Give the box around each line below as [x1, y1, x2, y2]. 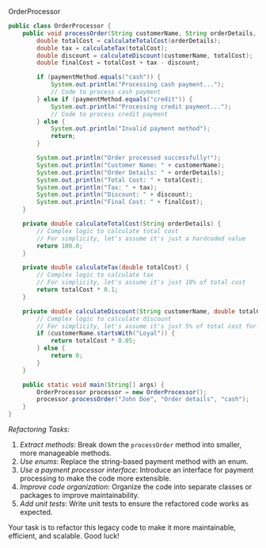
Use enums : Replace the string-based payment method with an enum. [19, 457, 249, 466]
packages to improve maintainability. [19, 491, 140, 500]
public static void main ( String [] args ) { [22, 381, 165, 389]
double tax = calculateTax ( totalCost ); [36, 44, 169, 52]
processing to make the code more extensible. [19, 473, 172, 483]
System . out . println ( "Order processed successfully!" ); [36, 154, 222, 162]
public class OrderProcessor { [8, 22, 112, 30]
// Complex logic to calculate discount [36, 315, 172, 323]
